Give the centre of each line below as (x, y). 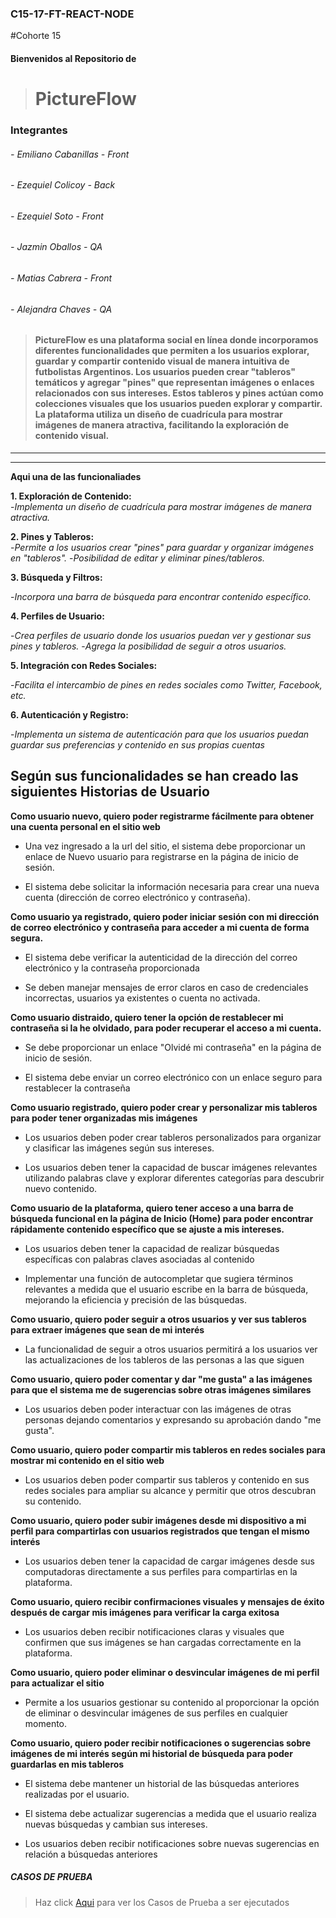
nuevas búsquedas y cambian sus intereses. (116, 1824)
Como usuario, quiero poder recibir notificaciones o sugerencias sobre (160, 1743)
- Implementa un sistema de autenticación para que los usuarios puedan (160, 734)
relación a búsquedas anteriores (91, 1854)
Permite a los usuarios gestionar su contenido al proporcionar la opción (172, 1702)
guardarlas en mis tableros (67, 1764)
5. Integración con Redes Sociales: (84, 665)
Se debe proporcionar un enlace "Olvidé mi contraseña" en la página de (173, 1047)
